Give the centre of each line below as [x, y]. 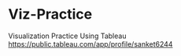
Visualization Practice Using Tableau [67, 36]
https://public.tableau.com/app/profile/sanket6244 [90, 44]
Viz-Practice [50, 14]
